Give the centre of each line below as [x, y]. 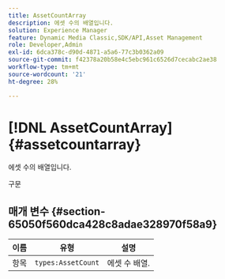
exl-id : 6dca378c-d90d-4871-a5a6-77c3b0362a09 [86, 52]
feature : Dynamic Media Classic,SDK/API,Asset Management [105, 38]
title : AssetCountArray [47, 15]
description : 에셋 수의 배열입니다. [61, 23]
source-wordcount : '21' [47, 74]
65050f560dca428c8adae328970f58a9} [113, 224]
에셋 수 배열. [128, 263]
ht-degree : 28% [33, 81]
